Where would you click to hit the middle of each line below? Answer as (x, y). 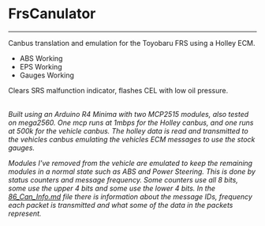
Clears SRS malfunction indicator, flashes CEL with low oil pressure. (118, 90)
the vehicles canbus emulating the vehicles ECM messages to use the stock (132, 139)
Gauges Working (47, 75)
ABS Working (41, 58)
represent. (25, 213)
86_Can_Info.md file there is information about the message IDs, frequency (130, 196)
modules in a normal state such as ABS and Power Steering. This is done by (132, 171)
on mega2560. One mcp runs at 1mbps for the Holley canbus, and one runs (131, 122)
